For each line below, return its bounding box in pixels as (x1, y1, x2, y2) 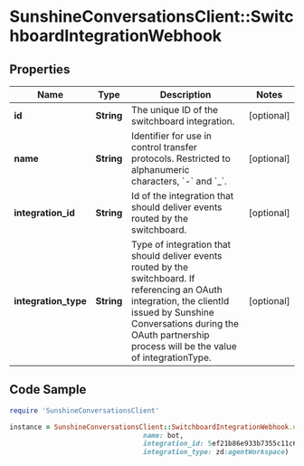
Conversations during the (130, 318, 240, 329)
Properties (9, 62, 71, 77)
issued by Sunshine (130, 306, 214, 319)
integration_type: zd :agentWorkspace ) (143, 448, 290, 457)
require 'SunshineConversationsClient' (9, 405, 160, 415)
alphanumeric (130, 164, 190, 176)
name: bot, (143, 431, 184, 440)
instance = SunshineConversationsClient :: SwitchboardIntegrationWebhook (9, 423, 290, 432)
